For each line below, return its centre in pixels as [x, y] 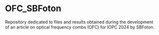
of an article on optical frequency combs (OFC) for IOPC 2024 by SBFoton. [80, 27]
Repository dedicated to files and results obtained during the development [79, 22]
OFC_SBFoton [33, 9]
